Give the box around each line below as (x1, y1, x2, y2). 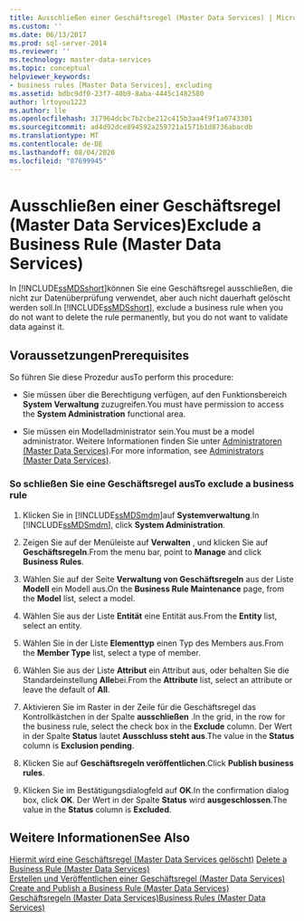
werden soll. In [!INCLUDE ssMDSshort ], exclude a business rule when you (9, 302, 283, 313)
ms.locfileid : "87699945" (9, 156, 107, 166)
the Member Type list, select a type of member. (22, 647, 202, 657)
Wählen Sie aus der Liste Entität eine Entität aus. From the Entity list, (22, 610, 278, 621)
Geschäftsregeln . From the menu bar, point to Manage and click (22, 546, 262, 557)
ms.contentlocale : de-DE (9, 139, 103, 149)
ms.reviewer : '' (9, 47, 71, 56)
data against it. (9, 321, 65, 332)
